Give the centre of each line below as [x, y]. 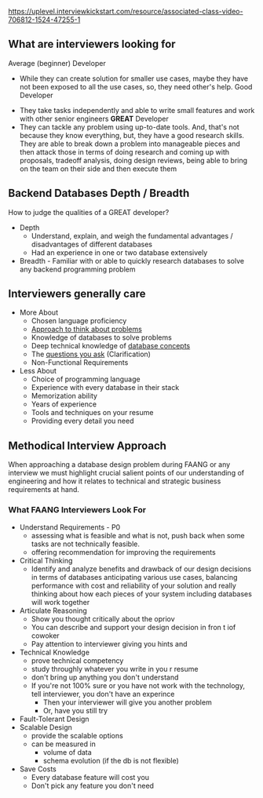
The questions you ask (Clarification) [91, 354]
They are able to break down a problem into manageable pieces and [130, 144]
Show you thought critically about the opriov [103, 618]
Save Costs [38, 769]
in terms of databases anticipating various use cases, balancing [134, 577]
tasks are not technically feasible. [85, 544]
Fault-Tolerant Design [54, 719]
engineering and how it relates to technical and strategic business [115, 481]
